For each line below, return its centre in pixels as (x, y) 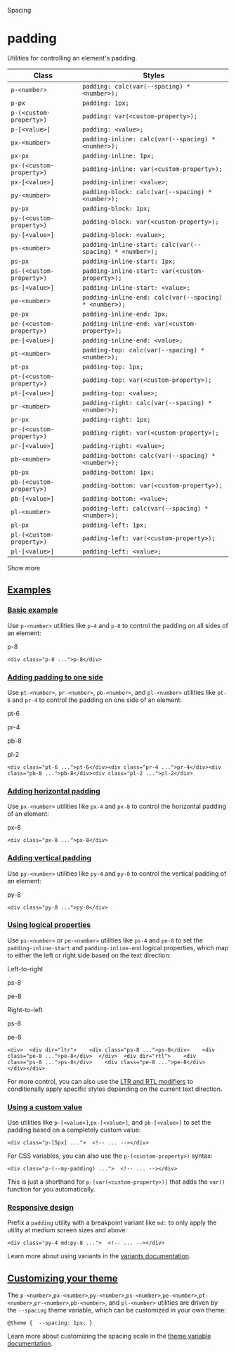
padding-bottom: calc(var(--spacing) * (149, 455)
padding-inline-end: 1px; (125, 314)
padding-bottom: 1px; (118, 472)
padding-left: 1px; (114, 525)
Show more (24, 568)
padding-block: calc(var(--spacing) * (147, 192)
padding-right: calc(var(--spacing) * (147, 403)
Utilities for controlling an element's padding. (72, 58)
